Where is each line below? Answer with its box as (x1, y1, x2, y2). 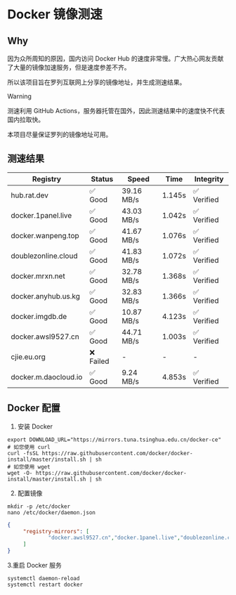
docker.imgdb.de (11, 311, 67, 321)
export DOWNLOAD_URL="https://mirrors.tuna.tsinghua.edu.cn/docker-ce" (7, 436, 221, 443)
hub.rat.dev (11, 190, 49, 200)
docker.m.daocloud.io (11, 372, 83, 381)
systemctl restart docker (7, 581, 83, 588)
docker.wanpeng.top (11, 230, 79, 240)
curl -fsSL (7, 450, 39, 457)
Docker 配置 (7, 402, 61, 414)
